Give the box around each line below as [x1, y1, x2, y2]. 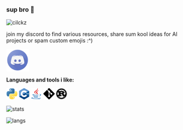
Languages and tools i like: [6, 76, 74, 83]
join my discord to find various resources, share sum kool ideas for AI [6, 31, 178, 38]
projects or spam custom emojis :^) [6, 37, 93, 44]
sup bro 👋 [6, 5, 35, 14]
